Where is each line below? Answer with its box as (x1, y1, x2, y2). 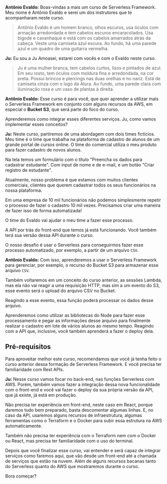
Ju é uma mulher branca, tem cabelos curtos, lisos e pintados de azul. (17, 65, 162, 71)
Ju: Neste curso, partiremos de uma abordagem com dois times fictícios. (5, 131, 156, 137)
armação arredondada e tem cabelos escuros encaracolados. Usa (17, 30, 154, 35)
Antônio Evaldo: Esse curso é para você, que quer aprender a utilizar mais (5, 96, 159, 102)
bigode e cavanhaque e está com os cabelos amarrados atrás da (17, 35, 151, 41)
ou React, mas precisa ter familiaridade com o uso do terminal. (5, 438, 134, 444)
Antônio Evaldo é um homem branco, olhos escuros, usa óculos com (17, 24, 159, 30)
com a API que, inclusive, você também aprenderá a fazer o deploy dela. (5, 328, 155, 334)
